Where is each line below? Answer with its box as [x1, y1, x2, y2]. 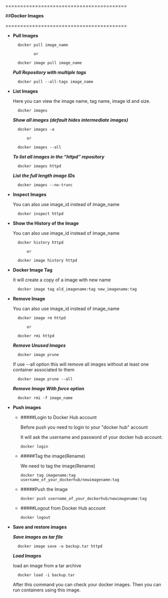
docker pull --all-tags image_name [17, 79, 94, 84]
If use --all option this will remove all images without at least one [12, 361, 149, 367]
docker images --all [17, 145, 61, 150]
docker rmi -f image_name [17, 395, 73, 401]
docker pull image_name [17, 42, 68, 48]
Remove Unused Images [12, 342, 66, 348]
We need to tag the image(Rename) [20, 463, 96, 469]
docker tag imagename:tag [20, 473, 76, 478]
